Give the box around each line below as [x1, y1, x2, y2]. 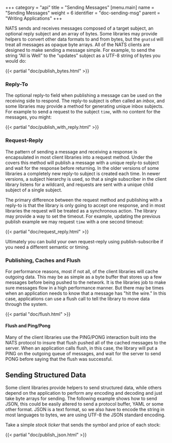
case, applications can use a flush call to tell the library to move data [5, 295, 150, 302]
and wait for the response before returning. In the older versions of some [5, 165, 159, 171]
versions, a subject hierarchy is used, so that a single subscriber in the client [5, 176, 167, 182]
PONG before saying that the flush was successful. [5, 356, 113, 362]
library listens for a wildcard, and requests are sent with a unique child [5, 181, 154, 187]
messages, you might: [5, 114, 52, 120]
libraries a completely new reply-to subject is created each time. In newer [5, 170, 160, 177]
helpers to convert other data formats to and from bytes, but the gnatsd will [5, 36, 164, 42]
